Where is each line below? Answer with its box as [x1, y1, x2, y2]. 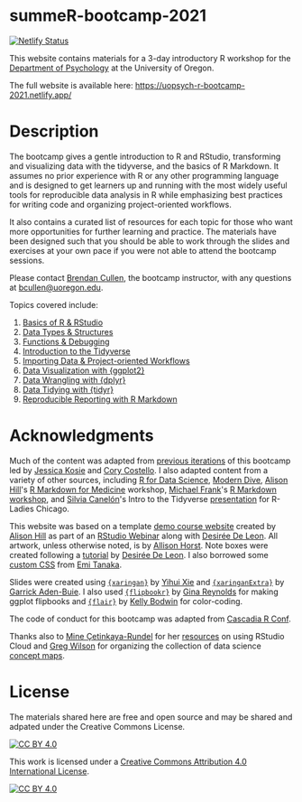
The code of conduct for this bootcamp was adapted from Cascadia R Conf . [9, 613, 291, 624]
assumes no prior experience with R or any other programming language [9, 170, 279, 181]
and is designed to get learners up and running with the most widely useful [9, 180, 288, 191]
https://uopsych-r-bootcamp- [134, 79, 245, 90]
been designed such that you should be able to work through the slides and [9, 236, 290, 247]
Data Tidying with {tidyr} [22, 384, 114, 395]
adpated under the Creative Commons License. [9, 721, 186, 732]
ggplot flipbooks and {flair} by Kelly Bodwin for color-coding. [9, 595, 243, 606]
